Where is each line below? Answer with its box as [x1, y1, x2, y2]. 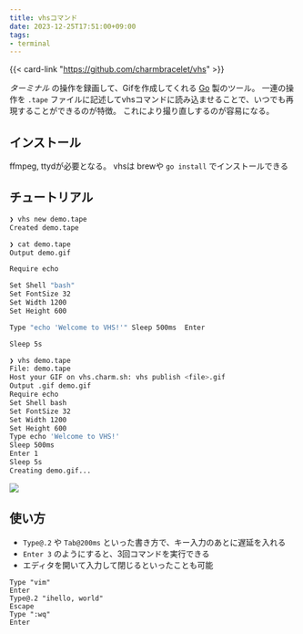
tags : [9, 30, 30, 39]
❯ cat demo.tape [9, 239, 71, 249]
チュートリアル [9, 190, 94, 205]
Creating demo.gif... [9, 466, 92, 475]
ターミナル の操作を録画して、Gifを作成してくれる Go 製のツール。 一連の [9, 83, 287, 94]
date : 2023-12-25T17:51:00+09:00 [9, 22, 136, 31]
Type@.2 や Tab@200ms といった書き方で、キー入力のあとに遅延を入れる [22, 536, 287, 547]
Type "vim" [9, 577, 51, 587]
